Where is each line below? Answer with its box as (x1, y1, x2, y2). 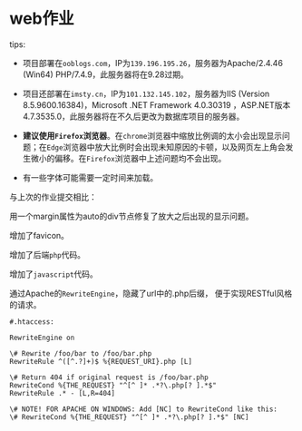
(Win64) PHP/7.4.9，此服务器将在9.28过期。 (22, 69, 189, 80)
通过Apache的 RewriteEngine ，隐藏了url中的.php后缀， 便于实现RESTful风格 (9, 288, 293, 299)
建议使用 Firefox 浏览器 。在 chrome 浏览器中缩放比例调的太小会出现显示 (22, 130, 283, 141)
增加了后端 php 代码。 (9, 249, 86, 260)
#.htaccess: (9, 317, 54, 327)
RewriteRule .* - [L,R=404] (9, 388, 116, 397)
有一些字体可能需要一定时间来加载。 (22, 171, 159, 182)
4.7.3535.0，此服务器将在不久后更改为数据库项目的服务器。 (22, 111, 245, 122)
